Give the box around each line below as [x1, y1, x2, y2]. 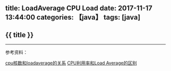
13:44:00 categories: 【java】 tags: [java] [5, 13, 141, 22]
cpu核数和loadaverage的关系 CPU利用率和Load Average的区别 [5, 60, 137, 66]
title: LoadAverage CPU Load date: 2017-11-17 [5, 4, 153, 13]
